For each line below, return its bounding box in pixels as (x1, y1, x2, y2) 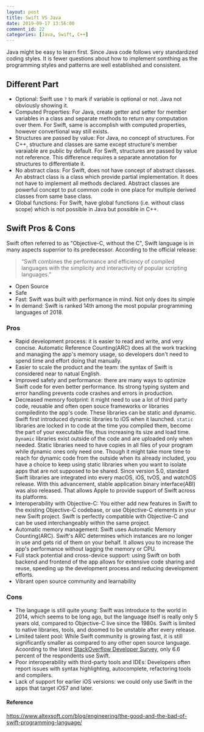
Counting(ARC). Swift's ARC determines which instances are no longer (15, 532, 193, 540)
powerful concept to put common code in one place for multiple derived (15, 186, 196, 193)
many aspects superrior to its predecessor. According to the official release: (6, 245, 197, 253)
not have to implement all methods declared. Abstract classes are (15, 179, 180, 187)
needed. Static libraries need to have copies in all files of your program (15, 441, 193, 449)
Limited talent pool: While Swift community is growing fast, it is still (15, 632, 183, 640)
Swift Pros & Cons (6, 223, 76, 234)
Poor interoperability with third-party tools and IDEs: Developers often (15, 659, 191, 666)
